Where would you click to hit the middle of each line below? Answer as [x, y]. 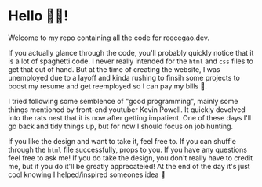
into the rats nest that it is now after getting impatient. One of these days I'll [130, 117]
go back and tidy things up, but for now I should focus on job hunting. [121, 126]
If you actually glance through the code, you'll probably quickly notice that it [131, 52]
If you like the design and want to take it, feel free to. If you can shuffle [122, 141]
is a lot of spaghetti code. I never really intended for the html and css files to [131, 61]
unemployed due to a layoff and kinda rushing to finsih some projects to [124, 77]
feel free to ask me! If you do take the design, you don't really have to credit [131, 158]
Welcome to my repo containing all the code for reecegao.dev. [109, 38]
